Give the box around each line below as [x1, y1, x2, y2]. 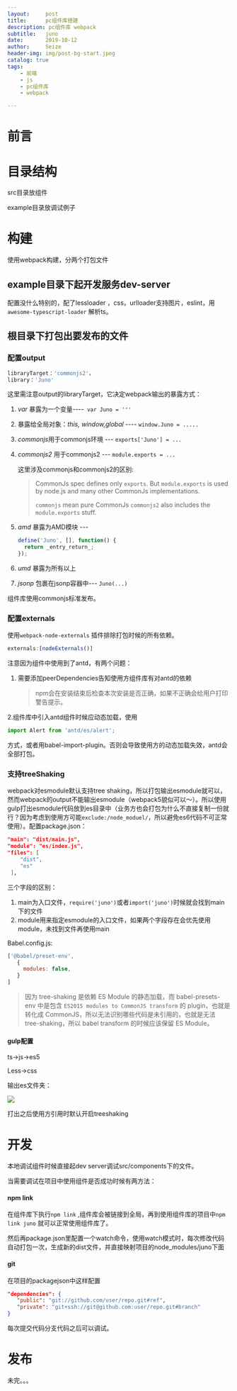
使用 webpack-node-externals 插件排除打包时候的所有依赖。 [7, 631, 178, 639]
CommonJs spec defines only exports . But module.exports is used [35, 479, 229, 488]
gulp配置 [7, 1037, 34, 1045]
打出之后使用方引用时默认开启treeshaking [7, 1110, 129, 1118]
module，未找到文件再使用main [17, 924, 110, 933]
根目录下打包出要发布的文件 [7, 330, 129, 342]
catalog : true [7, 57, 50, 64]
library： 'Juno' [7, 376, 54, 384]
